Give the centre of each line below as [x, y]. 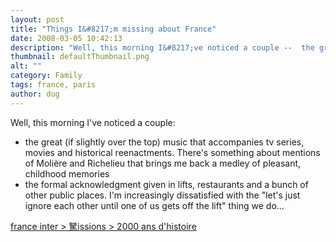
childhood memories [67, 173]
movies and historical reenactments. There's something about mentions [172, 152]
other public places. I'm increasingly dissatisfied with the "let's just [162, 195]
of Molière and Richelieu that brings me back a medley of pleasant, [163, 163]
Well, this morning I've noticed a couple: [93, 122]
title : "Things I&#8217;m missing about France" [113, 29]
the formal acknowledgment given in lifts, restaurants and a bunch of [166, 184]
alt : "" [26, 66]
